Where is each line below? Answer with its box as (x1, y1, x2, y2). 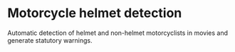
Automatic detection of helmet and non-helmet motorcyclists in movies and (7, 28, 229, 37)
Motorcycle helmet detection (7, 5, 182, 21)
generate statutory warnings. (7, 36, 93, 44)
